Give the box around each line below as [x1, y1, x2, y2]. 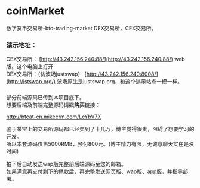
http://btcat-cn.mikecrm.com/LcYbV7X [6, 113, 101, 120]
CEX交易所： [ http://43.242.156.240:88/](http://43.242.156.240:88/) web [6, 55, 185, 63]
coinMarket [6, 4, 64, 18]
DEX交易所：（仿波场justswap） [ [6, 70, 87, 78]
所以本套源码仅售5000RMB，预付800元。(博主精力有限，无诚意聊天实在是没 [6, 140, 195, 148]
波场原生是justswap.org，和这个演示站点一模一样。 [56, 78, 183, 85]
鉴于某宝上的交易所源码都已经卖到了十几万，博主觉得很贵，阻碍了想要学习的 [6, 126, 195, 133]
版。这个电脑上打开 [6, 63, 54, 70]
